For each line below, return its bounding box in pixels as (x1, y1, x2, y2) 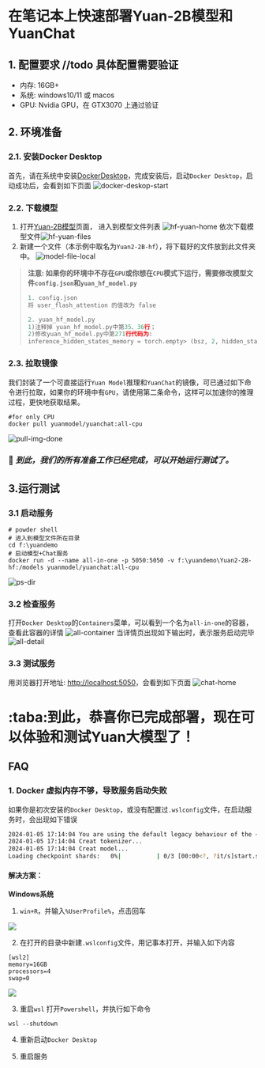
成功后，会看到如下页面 (14, 180, 91, 190)
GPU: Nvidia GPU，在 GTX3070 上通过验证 (19, 100, 159, 109)
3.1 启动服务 (8, 507, 54, 518)
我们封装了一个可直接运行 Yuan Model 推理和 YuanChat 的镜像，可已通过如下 (8, 377, 244, 387)
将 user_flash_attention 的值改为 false (27, 301, 156, 309)
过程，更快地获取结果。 (8, 397, 84, 407)
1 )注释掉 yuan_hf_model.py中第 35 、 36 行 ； (27, 323, 156, 331)
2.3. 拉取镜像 (8, 358, 58, 369)
